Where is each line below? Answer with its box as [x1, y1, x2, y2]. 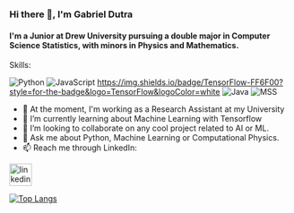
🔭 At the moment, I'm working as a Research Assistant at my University [22, 104, 285, 115]
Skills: [9, 60, 31, 71]
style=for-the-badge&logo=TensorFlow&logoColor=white [9, 87, 220, 98]
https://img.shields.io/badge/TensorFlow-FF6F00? [97, 77, 284, 88]
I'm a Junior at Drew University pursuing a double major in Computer [9, 30, 271, 41]
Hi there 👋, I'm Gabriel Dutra [9, 8, 134, 21]
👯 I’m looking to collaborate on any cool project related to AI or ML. [22, 123, 270, 133]
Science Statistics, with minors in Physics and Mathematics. [9, 39, 239, 50]
